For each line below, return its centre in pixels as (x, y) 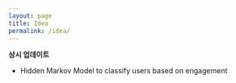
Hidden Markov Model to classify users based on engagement (124, 71)
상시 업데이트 (29, 55)
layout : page (30, 16)
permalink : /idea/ (39, 31)
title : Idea (28, 23)
